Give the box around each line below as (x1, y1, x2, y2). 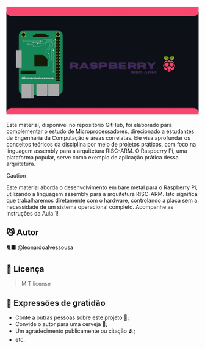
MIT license (21, 280, 51, 288)
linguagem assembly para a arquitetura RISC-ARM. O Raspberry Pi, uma (6, 147, 187, 154)
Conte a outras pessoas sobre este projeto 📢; (15, 314, 129, 321)
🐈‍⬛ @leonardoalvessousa (6, 244, 73, 251)
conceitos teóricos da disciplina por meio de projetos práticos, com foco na (6, 140, 196, 148)
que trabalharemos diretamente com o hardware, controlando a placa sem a (6, 197, 198, 204)
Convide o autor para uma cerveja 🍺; (15, 320, 108, 327)
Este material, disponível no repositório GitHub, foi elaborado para (6, 121, 172, 128)
